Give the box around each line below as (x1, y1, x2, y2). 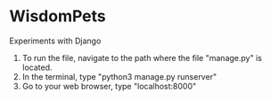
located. (21, 62, 53, 73)
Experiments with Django (9, 35, 102, 46)
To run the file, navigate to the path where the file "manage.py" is (21, 52, 263, 63)
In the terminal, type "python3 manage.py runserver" (21, 71, 217, 81)
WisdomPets (9, 6, 107, 27)
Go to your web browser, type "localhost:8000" (21, 81, 197, 91)
